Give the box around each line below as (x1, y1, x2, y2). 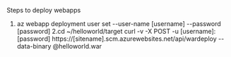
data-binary (16, 42, 52, 50)
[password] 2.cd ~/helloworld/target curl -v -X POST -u (16, 27, 179, 35)
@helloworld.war (52, 42, 102, 50)
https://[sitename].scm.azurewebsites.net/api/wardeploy (52, 34, 217, 43)
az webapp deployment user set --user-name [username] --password (16, 20, 222, 27)
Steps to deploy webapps (6, 6, 81, 14)
